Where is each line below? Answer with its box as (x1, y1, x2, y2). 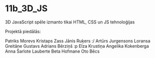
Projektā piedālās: (5, 28, 41, 34)
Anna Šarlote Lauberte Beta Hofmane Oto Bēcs (5, 48, 100, 54)
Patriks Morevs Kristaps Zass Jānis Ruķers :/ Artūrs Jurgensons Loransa (5, 38, 151, 44)
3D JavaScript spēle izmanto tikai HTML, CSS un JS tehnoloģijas (5, 19, 135, 25)
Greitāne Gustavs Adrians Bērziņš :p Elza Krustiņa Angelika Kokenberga (5, 43, 149, 49)
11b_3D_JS (5, 3, 48, 14)
